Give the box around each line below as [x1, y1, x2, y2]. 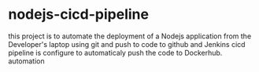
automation [8, 56, 45, 66]
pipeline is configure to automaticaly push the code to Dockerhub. [8, 48, 223, 57]
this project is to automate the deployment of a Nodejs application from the [8, 31, 252, 41]
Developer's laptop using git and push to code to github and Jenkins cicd [8, 39, 246, 49]
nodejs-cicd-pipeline [8, 5, 150, 23]
